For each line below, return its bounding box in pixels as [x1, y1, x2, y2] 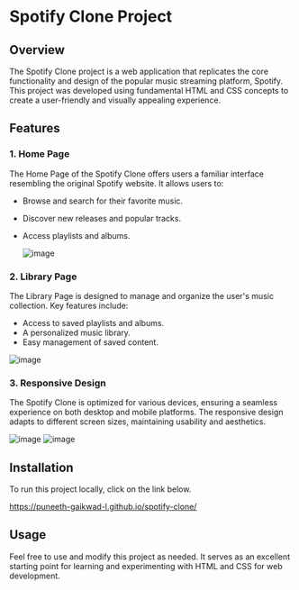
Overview [9, 42, 66, 58]
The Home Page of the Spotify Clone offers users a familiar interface [9, 168, 264, 179]
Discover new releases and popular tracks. [22, 213, 182, 223]
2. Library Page [9, 270, 77, 283]
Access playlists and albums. [22, 230, 131, 241]
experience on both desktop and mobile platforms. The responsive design [9, 407, 284, 418]
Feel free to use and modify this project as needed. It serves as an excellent [9, 551, 291, 562]
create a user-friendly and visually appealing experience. [9, 95, 222, 105]
